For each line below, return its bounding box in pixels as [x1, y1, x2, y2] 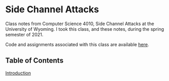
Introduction [5, 70, 31, 76]
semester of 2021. [5, 31, 44, 37]
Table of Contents [5, 56, 64, 65]
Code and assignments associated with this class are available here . [5, 41, 150, 47]
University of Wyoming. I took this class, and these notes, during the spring [5, 26, 164, 32]
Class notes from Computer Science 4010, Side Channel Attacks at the [5, 21, 155, 27]
